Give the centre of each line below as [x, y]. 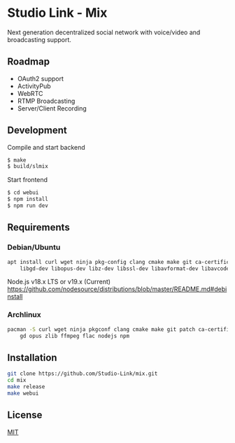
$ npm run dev [28, 206]
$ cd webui [23, 193]
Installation [32, 357]
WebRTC [30, 93]
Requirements [38, 228]
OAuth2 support [41, 78]
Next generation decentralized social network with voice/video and [104, 32]
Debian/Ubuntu [34, 248]
